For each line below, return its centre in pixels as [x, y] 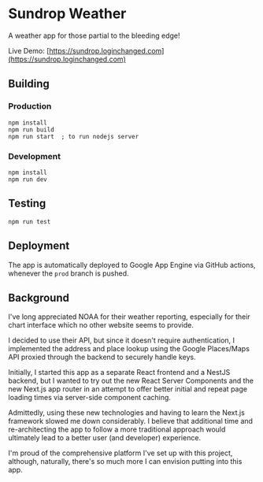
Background [39, 297]
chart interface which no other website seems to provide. [101, 325]
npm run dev [28, 179]
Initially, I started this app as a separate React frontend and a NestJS [119, 373]
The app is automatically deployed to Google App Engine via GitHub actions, [132, 265]
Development [35, 156]
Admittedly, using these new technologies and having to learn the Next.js [127, 413]
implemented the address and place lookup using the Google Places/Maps [129, 349]
